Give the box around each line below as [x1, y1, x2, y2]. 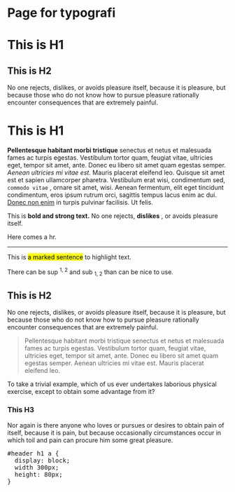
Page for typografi [7, 5, 116, 21]
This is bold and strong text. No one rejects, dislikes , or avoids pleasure [7, 212, 218, 220]
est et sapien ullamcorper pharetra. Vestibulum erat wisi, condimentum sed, [7, 176, 226, 184]
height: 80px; [14, 470, 63, 478]
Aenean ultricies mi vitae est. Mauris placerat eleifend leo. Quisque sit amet [7, 168, 225, 177]
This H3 [7, 405, 35, 415]
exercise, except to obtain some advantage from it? [7, 388, 155, 396]
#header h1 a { [7, 449, 59, 457]
